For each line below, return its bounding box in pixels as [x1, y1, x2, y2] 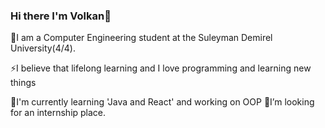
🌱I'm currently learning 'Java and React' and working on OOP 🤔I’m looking [10, 96, 315, 108]
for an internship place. [10, 107, 107, 119]
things [10, 77, 37, 89]
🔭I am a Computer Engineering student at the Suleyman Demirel [10, 32, 273, 44]
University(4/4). [10, 42, 76, 54]
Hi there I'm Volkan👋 [10, 9, 112, 23]
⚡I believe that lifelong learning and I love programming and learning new [10, 62, 312, 74]
